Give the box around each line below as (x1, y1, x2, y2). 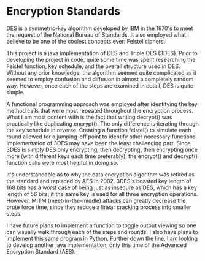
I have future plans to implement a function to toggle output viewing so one (6, 222, 196, 229)
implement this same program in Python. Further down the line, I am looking (6, 235, 198, 242)
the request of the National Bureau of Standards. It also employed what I (6, 31, 189, 38)
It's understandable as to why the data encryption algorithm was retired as (6, 170, 195, 178)
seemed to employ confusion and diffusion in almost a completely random (6, 75, 194, 83)
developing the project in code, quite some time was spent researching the (6, 56, 196, 63)
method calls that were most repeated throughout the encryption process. (6, 107, 194, 114)
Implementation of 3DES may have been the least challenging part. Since (6, 139, 191, 146)
